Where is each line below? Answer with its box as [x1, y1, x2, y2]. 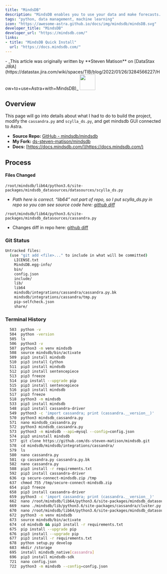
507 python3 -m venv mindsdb [9, 345, 72, 351]
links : [5, 35, 19, 40]
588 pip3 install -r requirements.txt [9, 466, 92, 472]
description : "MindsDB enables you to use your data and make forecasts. [5, 12, 162, 17]
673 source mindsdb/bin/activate [9, 517, 81, 522]
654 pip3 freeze [9, 485, 46, 490]
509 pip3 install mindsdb [9, 355, 66, 360]
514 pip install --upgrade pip [9, 378, 77, 383]
